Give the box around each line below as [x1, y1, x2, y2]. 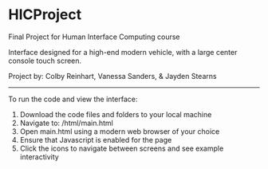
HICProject [8, 6, 82, 24]
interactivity [19, 151, 60, 161]
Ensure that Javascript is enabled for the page [19, 135, 172, 144]
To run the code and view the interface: [8, 94, 138, 104]
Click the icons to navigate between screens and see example [19, 143, 224, 153]
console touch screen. [8, 56, 82, 65]
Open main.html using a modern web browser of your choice [19, 126, 220, 136]
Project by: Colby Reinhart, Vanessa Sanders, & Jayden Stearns [8, 71, 217, 81]
